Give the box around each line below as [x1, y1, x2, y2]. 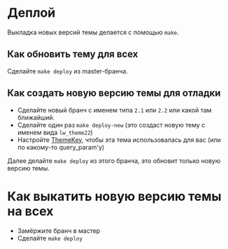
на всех [7, 203, 54, 219]
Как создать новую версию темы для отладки [7, 87, 221, 99]
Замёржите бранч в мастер [17, 226, 101, 235]
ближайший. [17, 113, 55, 122]
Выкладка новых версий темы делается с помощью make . [7, 28, 180, 36]
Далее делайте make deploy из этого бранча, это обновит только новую [7, 156, 221, 165]
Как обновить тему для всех [7, 48, 138, 60]
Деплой [7, 5, 56, 21]
